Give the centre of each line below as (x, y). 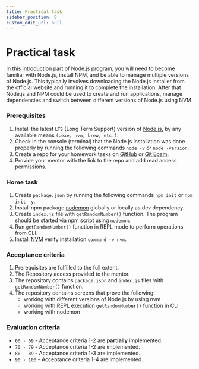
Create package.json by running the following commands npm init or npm (104, 195)
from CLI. (26, 233)
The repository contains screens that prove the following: (85, 293)
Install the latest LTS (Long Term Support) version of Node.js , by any (98, 129)
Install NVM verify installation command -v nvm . (70, 239)
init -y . (25, 201)
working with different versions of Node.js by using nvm (92, 299)
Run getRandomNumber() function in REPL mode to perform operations (99, 226)
